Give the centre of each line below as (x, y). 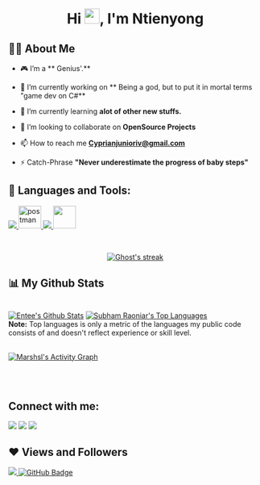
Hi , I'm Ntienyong (135, 19)
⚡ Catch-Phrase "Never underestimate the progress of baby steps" (134, 162)
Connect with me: (54, 406)
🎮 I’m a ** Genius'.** (55, 68)
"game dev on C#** (53, 96)
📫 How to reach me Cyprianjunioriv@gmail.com (102, 143)
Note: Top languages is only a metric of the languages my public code (125, 324)
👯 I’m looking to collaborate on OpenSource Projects (107, 127)
